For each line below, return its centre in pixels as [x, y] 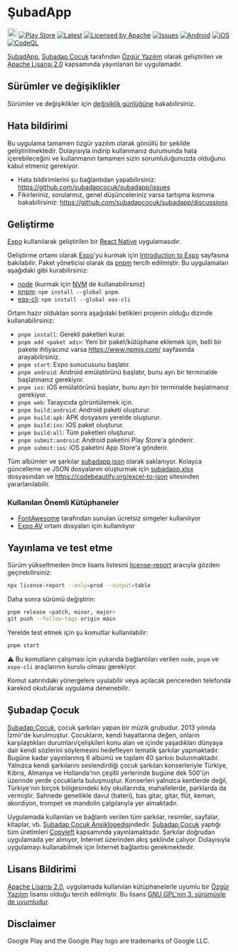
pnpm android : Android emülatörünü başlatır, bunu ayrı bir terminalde [118, 372]
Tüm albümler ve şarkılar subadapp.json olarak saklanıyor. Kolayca [105, 461]
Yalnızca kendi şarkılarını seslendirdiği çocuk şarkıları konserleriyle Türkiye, [118, 765]
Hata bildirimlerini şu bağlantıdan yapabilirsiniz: [87, 179]
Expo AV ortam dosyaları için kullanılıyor [76, 525]
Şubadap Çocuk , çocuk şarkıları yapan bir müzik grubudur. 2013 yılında [112, 727]
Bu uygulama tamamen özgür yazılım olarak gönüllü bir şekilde [99, 143]
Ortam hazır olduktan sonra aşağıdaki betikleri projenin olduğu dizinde [110, 313]
